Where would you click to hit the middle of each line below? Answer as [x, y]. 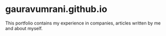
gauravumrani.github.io [56, 9]
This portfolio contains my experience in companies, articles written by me [83, 23]
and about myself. [24, 28]
